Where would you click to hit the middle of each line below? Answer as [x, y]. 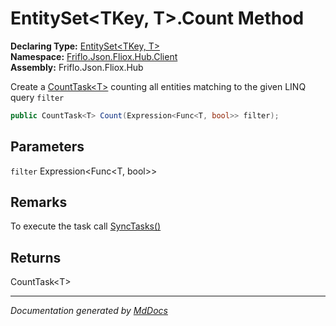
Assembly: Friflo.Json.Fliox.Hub [77, 67]
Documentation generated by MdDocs [89, 311]
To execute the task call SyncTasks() [86, 226]
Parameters [47, 147]
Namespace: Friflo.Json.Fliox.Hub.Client [94, 56]
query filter [37, 97]
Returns [36, 257]
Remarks [39, 202]
